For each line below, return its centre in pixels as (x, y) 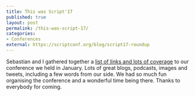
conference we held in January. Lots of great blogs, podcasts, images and (97, 68)
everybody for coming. (34, 87)
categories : (21, 34)
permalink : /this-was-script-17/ (47, 28)
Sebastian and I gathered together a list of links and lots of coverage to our (97, 61)
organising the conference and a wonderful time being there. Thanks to (93, 80)
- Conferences (24, 39)
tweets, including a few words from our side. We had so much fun (87, 74)
